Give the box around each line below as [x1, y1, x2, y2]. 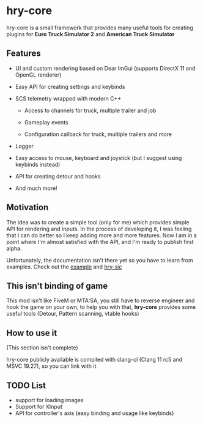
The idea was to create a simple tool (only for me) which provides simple [6, 218, 190, 226]
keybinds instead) [15, 161, 61, 168]
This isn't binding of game [6, 280, 108, 291]
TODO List [6, 380, 46, 391]
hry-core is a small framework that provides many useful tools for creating [6, 24, 194, 31]
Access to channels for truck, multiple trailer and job [24, 107, 157, 114]
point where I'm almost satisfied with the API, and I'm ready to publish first [6, 238, 194, 245]
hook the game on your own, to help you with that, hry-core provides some [6, 303, 196, 311]
